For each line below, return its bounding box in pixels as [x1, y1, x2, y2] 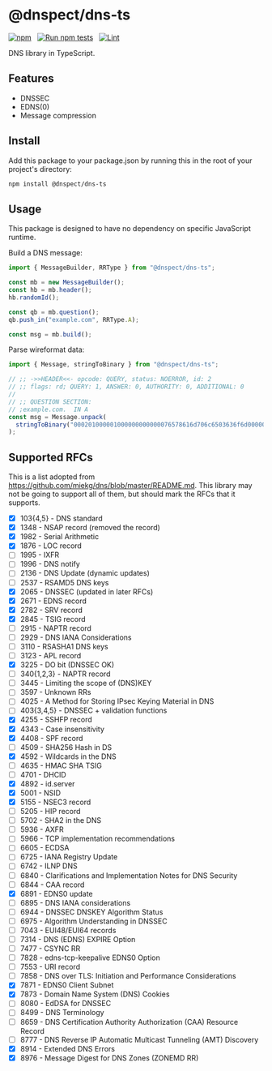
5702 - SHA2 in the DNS [19, 816, 102, 825]
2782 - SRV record [19, 605, 83, 615]
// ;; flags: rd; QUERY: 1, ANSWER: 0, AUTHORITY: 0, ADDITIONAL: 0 [8, 383, 244, 391]
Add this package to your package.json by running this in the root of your [8, 156, 253, 165]
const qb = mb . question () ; [8, 308, 100, 316]
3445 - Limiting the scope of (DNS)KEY [19, 679, 152, 688]
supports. [8, 498, 40, 508]
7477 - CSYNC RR [19, 944, 81, 953]
